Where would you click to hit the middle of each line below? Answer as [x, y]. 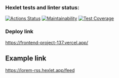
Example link [26, 58]
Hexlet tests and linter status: [42, 8]
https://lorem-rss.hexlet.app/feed [40, 70]
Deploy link [19, 32]
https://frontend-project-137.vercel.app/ [47, 42]
